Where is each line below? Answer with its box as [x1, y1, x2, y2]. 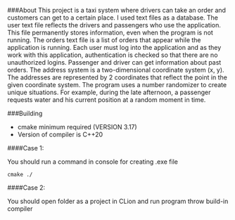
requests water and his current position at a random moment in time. [7, 96, 206, 104]
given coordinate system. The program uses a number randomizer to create [7, 81, 227, 89]
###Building [7, 109, 43, 117]
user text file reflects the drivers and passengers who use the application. [7, 21, 222, 29]
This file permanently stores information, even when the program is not [7, 28, 213, 37]
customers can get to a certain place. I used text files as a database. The [7, 13, 219, 22]
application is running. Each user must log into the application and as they [7, 44, 222, 51]
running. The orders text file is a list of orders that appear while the [7, 36, 202, 44]
